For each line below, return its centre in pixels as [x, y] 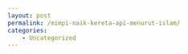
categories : [27, 30]
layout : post [29, 15]
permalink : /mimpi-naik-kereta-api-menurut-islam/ [94, 23]
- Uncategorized [49, 38]
